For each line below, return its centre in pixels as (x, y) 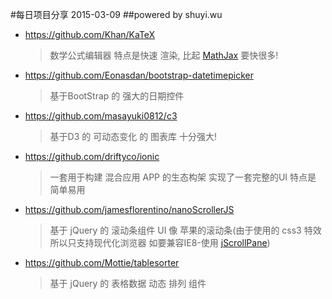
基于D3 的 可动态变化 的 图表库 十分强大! (133, 136)
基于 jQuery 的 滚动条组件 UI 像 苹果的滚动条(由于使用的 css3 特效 (185, 230)
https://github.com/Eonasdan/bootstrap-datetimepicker (139, 75)
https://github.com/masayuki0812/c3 (101, 116)
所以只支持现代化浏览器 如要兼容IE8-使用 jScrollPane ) (160, 242)
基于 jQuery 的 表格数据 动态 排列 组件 (128, 283)
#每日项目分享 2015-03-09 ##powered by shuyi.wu (116, 14)
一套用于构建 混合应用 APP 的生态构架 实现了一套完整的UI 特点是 (183, 177)
